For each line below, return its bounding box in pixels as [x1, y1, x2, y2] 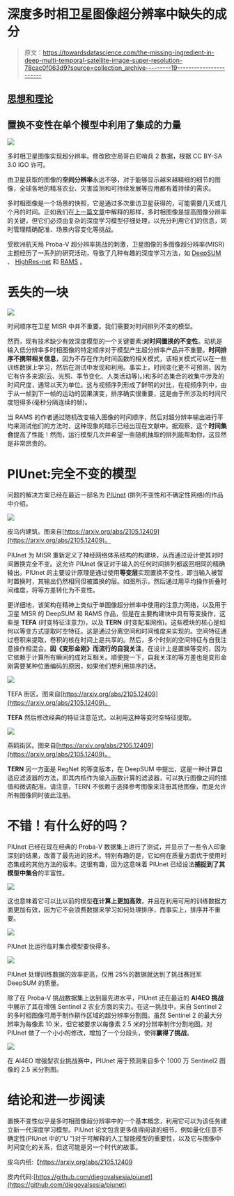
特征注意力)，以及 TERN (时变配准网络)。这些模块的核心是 [52, 618, 220, 627]
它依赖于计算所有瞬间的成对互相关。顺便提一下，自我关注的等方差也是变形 [7, 653, 221, 662]
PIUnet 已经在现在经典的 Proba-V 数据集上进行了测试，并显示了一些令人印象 [7, 843, 226, 851]
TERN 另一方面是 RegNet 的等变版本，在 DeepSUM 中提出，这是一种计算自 [7, 765, 224, 773]
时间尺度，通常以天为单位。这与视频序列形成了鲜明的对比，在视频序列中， [7, 381, 221, 389]
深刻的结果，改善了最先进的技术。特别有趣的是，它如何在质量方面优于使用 [7, 851, 221, 859]
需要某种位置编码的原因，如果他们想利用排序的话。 [13, 662, 160, 671]
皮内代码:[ [7, 1172, 36, 1181]
